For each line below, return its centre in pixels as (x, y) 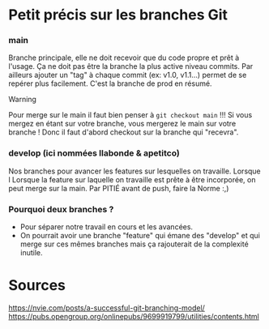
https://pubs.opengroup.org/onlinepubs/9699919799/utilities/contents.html (134, 317)
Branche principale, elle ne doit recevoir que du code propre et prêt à (124, 58)
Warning (22, 100)
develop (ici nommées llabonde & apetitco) (94, 153)
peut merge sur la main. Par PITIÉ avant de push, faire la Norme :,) (119, 188)
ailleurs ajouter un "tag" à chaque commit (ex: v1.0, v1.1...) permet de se (128, 75)
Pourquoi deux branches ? (61, 209)
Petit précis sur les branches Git (118, 15)
